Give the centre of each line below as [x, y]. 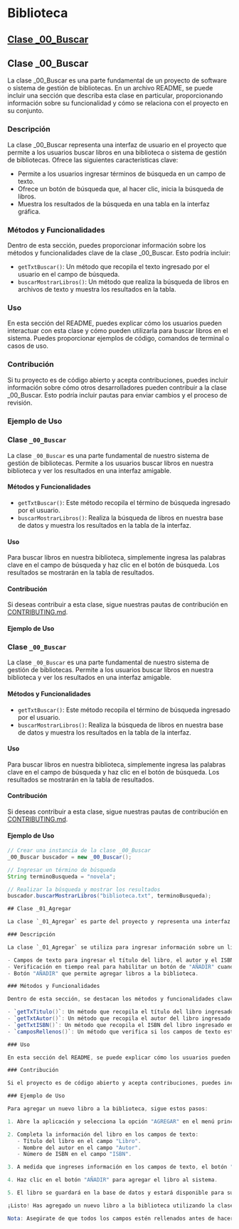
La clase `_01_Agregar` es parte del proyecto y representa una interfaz [119, 922]
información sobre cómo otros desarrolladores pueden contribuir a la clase [117, 387]
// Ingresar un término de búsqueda [62, 870]
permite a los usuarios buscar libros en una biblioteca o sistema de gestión [117, 152]
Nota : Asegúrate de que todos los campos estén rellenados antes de [111, 1218]
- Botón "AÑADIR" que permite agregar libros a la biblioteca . [103, 973]
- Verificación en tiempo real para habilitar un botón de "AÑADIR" [111, 967]
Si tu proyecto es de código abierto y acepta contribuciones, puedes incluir [118, 380]
